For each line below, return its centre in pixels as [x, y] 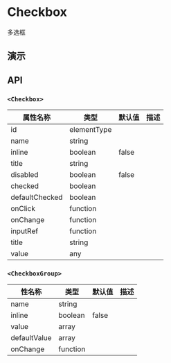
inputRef [25, 231]
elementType [90, 130]
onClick [23, 209]
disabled [25, 175]
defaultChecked [37, 197]
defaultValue [31, 338]
